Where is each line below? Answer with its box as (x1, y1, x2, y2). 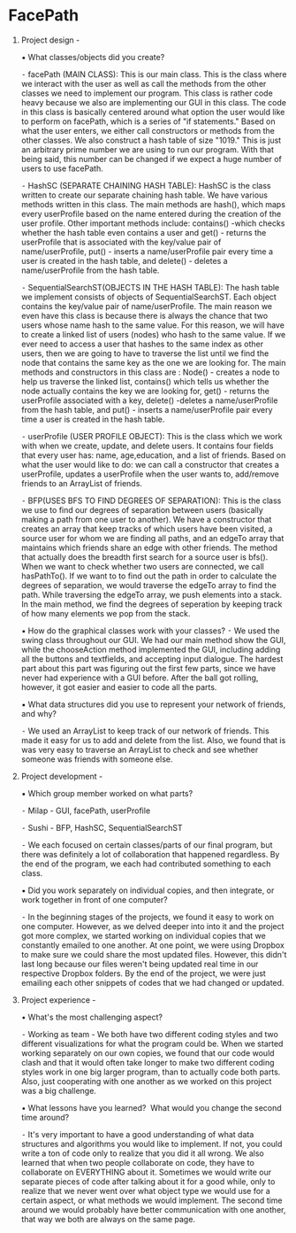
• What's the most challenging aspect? (20, 1012, 163, 1022)
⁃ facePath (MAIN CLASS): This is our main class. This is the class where (20, 68, 287, 80)
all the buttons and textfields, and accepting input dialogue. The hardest (20, 653, 284, 664)
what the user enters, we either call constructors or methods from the (20, 125, 276, 136)
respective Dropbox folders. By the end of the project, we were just (20, 967, 266, 979)
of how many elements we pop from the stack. (20, 608, 191, 618)
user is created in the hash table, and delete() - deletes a (20, 255, 228, 266)
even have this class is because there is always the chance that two (20, 310, 269, 321)
